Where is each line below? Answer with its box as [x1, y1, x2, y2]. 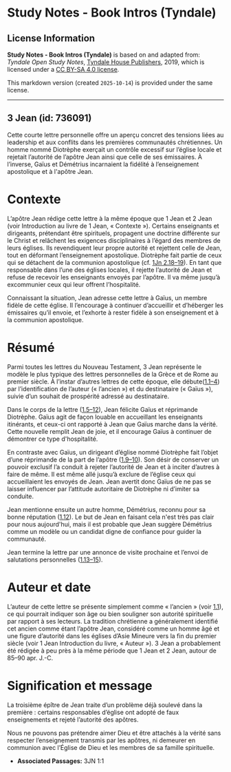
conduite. [7, 492, 34, 500]
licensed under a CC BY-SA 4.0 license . [7, 66, 120, 73]
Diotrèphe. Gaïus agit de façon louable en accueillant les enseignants [7, 413, 203, 421]
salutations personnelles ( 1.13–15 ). [7, 555, 103, 564]
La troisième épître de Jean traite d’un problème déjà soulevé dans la [7, 700, 203, 709]
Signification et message [7, 677, 153, 693]
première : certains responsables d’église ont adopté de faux [7, 708, 179, 716]
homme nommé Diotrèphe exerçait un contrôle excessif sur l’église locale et [7, 145, 222, 153]
